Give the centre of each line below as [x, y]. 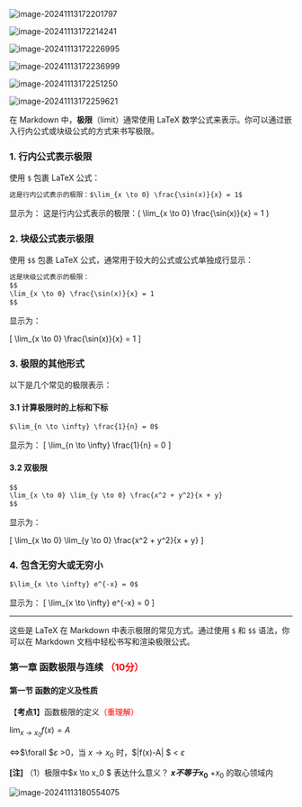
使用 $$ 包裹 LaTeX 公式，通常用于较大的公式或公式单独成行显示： [132, 260]
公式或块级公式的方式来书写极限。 [96, 131]
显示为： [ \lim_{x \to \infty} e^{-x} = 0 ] [82, 603]
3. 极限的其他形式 [47, 363]
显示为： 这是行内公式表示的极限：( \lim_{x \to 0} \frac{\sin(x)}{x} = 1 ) [139, 213]
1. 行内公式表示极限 [51, 156]
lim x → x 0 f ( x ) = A [40, 732]
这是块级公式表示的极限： [49, 277]
